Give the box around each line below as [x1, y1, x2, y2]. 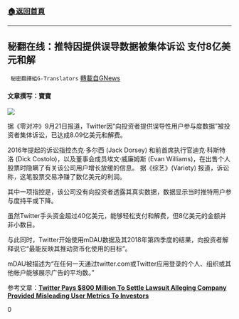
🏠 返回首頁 [7, 6, 46, 16]
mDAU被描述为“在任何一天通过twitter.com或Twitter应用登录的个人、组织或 [7, 259, 225, 268]
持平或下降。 [19, 197, 58, 205]
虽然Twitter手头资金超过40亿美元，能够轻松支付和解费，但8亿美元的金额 [7, 212, 221, 220]
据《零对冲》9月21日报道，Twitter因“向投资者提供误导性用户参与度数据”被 [7, 122, 224, 131]
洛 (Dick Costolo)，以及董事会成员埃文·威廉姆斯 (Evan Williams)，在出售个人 [7, 155, 231, 163]
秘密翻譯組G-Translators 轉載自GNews [10, 74, 121, 82]
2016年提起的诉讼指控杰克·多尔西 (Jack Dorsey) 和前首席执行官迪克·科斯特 [7, 146, 226, 154]
